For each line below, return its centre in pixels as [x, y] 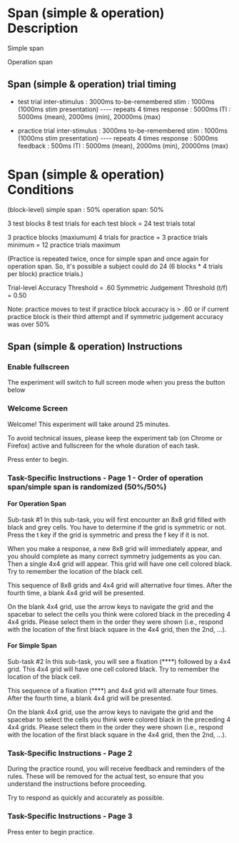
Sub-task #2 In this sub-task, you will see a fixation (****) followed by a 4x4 [119, 661]
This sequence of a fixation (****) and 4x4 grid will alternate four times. [113, 691]
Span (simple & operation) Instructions [95, 347]
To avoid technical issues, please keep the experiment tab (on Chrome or [115, 438]
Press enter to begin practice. [51, 832]
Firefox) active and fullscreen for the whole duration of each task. [103, 445]
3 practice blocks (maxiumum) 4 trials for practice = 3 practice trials [108, 237]
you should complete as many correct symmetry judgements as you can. [115, 556]
